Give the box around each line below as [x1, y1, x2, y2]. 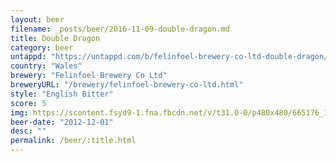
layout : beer [10, 14, 65, 25]
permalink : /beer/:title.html [10, 136, 137, 146]
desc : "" [10, 126, 47, 136]
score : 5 [10, 98, 47, 108]
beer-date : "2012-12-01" [10, 117, 114, 127]
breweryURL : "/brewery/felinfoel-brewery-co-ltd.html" [10, 80, 244, 90]
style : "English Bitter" [10, 89, 114, 99]
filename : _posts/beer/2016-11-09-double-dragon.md [10, 24, 230, 34]
